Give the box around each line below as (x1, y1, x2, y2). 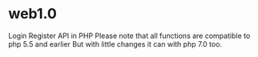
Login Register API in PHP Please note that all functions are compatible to (8, 31, 251, 40)
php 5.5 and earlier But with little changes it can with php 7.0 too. (8, 39, 223, 48)
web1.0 (8, 5, 58, 23)
